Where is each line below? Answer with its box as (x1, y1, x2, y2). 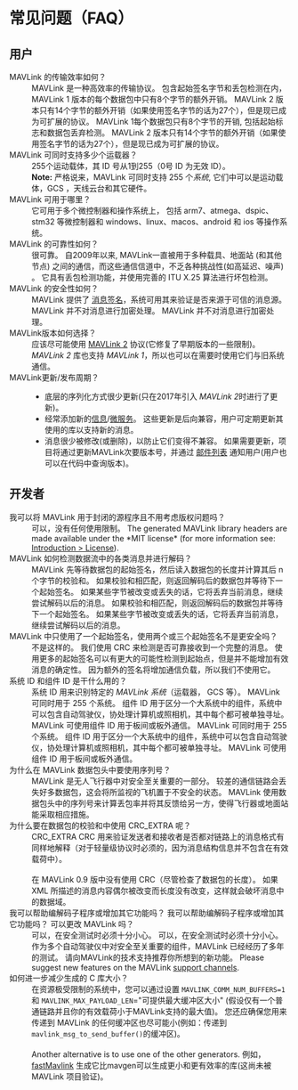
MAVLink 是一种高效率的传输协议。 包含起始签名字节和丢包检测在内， (31, 83, 287, 94)
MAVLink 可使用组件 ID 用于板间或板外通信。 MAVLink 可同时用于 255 (31, 720, 287, 730)
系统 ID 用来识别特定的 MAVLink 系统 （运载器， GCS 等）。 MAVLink (31, 687, 280, 697)
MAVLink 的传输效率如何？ (9, 72, 107, 82)
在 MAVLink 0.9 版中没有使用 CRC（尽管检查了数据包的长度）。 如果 (31, 874, 278, 884)
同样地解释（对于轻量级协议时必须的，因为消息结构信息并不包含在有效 (31, 842, 289, 853)
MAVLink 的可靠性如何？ (9, 239, 100, 249)
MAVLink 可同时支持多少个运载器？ (9, 150, 138, 160)
